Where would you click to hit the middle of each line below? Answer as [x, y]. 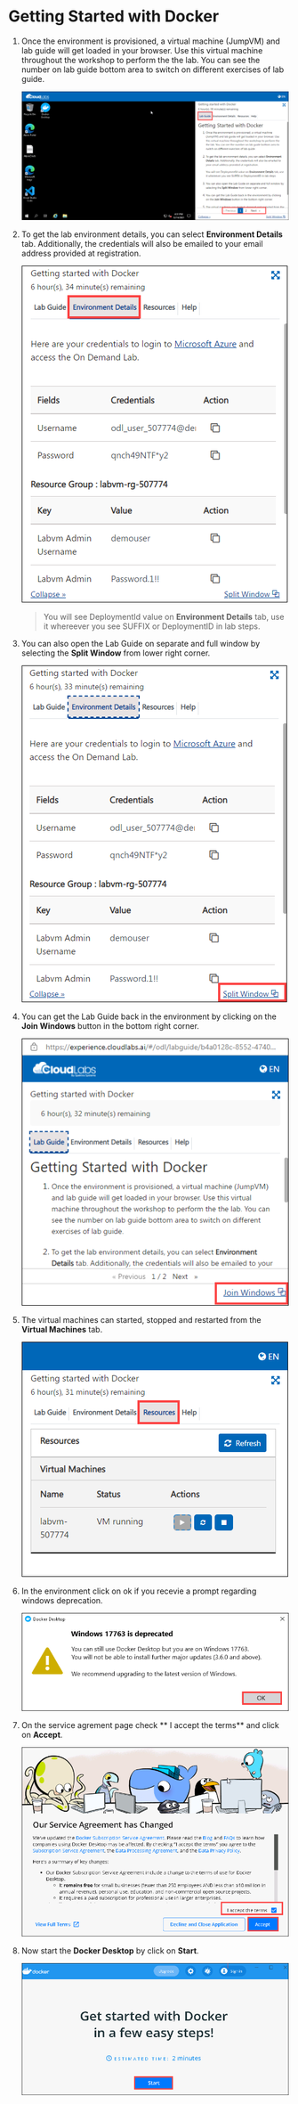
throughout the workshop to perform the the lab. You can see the [141, 60]
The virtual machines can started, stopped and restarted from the [141, 1320]
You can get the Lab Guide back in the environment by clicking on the [149, 1016]
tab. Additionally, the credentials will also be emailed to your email [142, 244]
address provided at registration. [81, 253]
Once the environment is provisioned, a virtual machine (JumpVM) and [151, 41]
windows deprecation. [62, 1601]
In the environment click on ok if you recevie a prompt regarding [139, 1591]
